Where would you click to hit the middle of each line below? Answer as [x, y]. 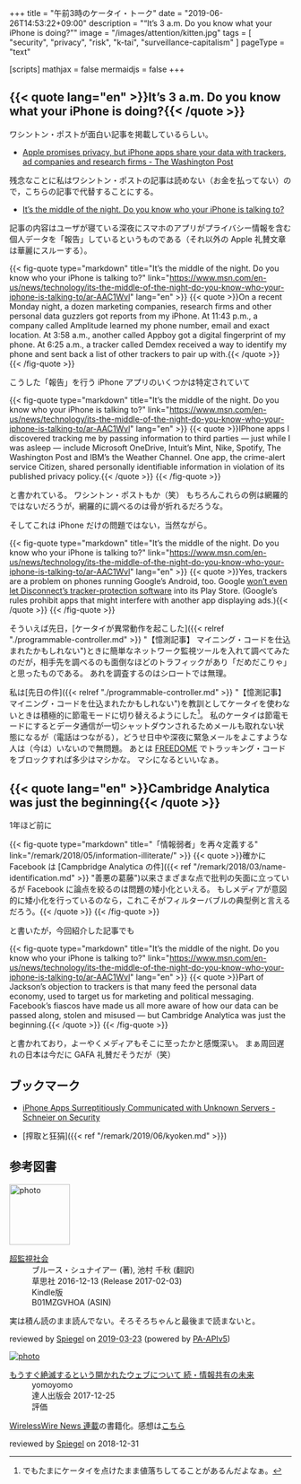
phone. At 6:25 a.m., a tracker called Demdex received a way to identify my [148, 345]
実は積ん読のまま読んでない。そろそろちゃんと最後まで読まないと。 [135, 1321]
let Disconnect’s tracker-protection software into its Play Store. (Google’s [143, 590]
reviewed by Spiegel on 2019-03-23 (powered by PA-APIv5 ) [120, 1339]
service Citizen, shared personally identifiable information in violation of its [147, 467]
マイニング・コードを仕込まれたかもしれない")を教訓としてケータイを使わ [146, 703]
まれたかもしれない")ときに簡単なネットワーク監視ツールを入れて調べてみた [150, 650]
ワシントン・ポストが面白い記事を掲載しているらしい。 [111, 134]
